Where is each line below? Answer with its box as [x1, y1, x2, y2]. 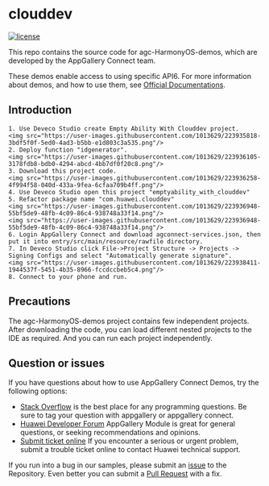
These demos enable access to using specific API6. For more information [8, 71, 252, 81]
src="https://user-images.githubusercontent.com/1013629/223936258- [26, 174, 262, 182]
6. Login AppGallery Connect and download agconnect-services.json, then [8, 231, 262, 239]
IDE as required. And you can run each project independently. [8, 333, 213, 343]
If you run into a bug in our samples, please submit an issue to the [8, 460, 227, 470]
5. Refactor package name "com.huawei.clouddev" [8, 195, 175, 203]
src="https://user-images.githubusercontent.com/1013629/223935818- [26, 131, 262, 139]
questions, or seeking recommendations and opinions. [19, 428, 201, 438]
